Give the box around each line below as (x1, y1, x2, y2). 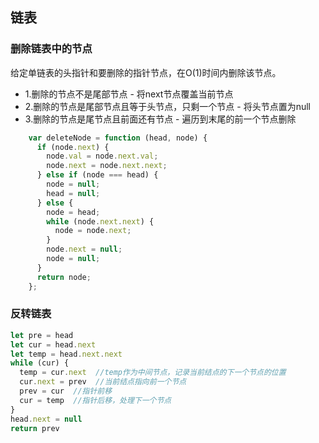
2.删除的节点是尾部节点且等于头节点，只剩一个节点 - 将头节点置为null (24, 100, 312, 112)
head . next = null (10, 414, 83, 424)
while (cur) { (10, 358, 70, 368)
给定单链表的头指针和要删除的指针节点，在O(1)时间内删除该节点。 (10, 66, 282, 78)
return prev (10, 423, 60, 433)
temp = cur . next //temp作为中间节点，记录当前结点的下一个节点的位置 (19, 368, 287, 378)
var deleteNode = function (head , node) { (28, 133, 208, 143)
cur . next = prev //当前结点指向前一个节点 (19, 377, 187, 387)
